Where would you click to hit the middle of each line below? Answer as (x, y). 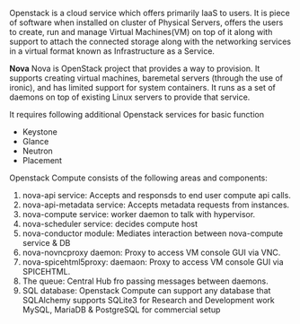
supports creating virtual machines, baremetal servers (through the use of (146, 78)
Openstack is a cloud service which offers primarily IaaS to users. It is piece (150, 13)
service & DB (46, 243)
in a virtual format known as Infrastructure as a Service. (112, 51)
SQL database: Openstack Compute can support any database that (146, 290)
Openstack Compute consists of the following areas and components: (138, 178)
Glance (35, 141)
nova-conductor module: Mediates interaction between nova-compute (153, 233)
